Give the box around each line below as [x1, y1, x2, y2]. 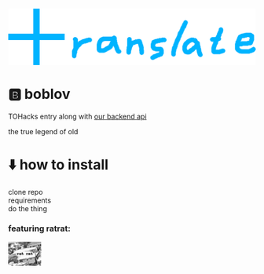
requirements [8, 195, 52, 205]
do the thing [8, 203, 47, 213]
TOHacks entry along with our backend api [8, 111, 147, 121]
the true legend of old [8, 126, 79, 136]
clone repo [8, 187, 43, 196]
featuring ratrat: [8, 223, 71, 234]
